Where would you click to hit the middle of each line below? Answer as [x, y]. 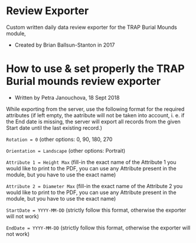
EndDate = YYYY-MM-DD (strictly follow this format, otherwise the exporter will [98, 228]
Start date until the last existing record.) [54, 127]
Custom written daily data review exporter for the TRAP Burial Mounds [92, 27]
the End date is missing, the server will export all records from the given [94, 121]
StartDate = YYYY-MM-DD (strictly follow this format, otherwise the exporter [96, 210]
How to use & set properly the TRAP [95, 69]
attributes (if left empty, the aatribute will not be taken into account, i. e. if [95, 115]
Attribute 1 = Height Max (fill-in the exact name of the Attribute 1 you [91, 162]
